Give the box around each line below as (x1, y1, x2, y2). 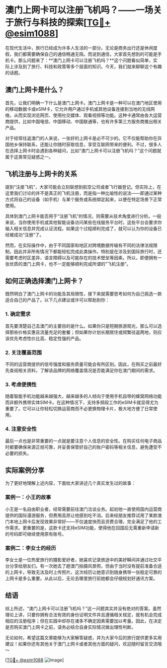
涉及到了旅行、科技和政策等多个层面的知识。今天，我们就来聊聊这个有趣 (13, 63, 162, 70)
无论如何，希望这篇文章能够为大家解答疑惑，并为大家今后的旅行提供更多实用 (5, 634, 162, 641)
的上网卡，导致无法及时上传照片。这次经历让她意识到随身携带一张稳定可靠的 (5, 569, 162, 575)
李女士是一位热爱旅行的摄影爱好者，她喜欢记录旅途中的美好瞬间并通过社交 (5, 557, 158, 563)
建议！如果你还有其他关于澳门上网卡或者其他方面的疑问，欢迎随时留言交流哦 (5, 641, 162, 647)
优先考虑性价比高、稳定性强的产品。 (9, 335, 83, 341)
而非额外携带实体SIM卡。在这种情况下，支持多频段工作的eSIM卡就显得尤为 (5, 399, 159, 405)
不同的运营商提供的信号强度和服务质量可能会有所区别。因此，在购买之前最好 (5, 361, 162, 367)
